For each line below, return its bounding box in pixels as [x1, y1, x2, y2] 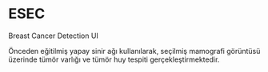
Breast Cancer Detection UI [8, 31, 98, 40]
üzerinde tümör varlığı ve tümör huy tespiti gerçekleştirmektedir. [8, 55, 220, 64]
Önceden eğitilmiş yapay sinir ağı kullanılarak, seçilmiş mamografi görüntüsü [8, 46, 261, 55]
